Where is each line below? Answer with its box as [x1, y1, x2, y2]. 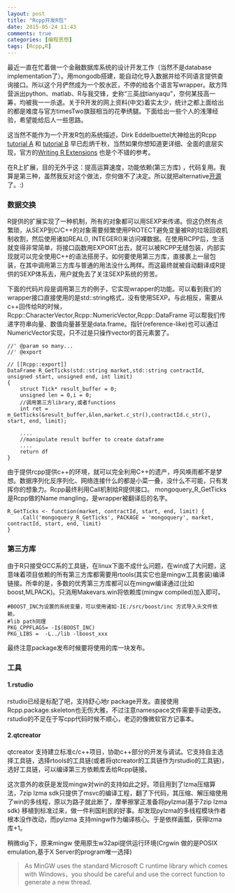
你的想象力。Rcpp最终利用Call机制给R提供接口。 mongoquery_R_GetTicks [13, 485, 227, 494]
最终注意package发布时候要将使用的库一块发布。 [7, 643, 149, 651]
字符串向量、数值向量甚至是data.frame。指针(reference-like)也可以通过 [13, 320, 219, 329]
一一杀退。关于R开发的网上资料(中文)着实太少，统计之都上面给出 [37, 98, 225, 106]
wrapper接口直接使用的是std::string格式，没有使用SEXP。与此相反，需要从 [7, 293, 224, 302]
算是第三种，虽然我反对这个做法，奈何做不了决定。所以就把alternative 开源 [7, 172, 222, 180]
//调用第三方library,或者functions [20, 399, 116, 406]
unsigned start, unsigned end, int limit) [7, 373, 133, 381]
